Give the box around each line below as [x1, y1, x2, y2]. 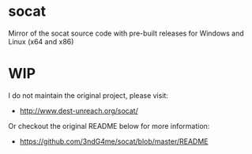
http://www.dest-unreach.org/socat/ [19, 106, 138, 115]
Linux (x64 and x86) [8, 36, 74, 46]
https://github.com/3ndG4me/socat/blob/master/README [19, 137, 209, 146]
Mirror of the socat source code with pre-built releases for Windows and [8, 28, 245, 38]
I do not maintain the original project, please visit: [8, 90, 168, 100]
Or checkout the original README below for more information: [8, 121, 210, 130]
